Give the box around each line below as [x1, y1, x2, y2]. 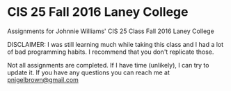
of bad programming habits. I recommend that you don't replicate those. [7, 48, 214, 56]
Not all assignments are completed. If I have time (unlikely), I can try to [7, 61, 209, 69]
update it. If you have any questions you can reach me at [7, 68, 170, 77]
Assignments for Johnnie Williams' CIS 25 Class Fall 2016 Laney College [7, 27, 214, 35]
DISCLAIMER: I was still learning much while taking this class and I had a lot [7, 40, 224, 48]
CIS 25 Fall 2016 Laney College [7, 4, 189, 20]
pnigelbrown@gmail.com [7, 75, 79, 83]
